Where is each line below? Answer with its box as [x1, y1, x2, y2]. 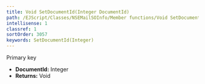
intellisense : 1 [6, 20, 48, 26]
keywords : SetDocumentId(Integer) [6, 37, 95, 43]
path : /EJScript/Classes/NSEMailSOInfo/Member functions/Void [6, 15, 168, 21]
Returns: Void [15, 72, 51, 79]
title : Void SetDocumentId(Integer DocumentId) [6, 9, 130, 15]
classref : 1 [6, 26, 37, 32]
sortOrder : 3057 [6, 32, 48, 38]
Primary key [6, 54, 37, 61]
